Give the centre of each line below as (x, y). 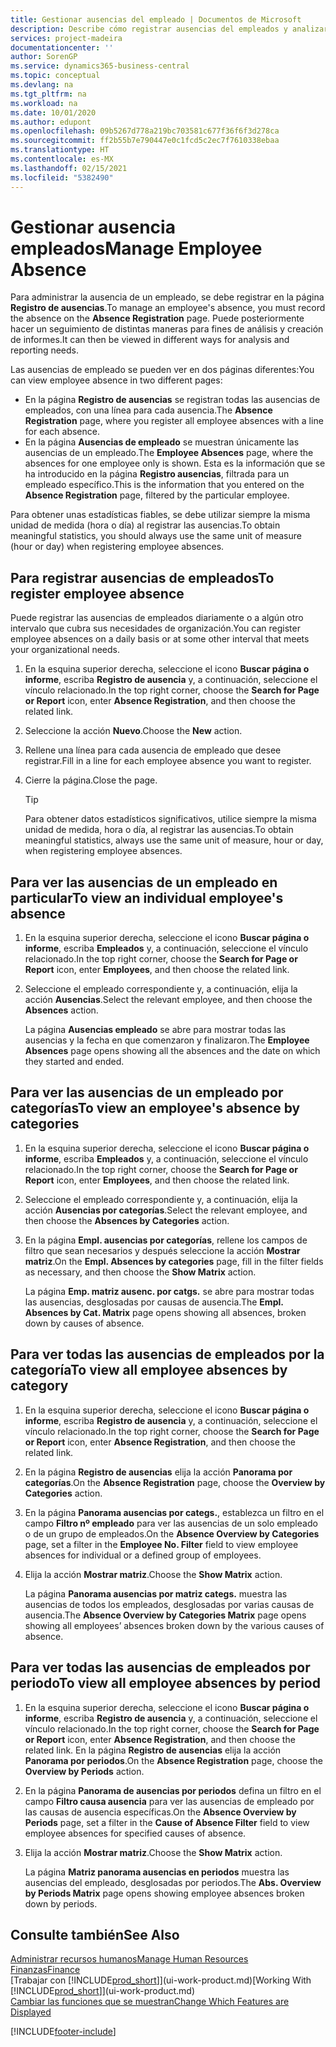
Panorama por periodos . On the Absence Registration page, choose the (173, 1760)
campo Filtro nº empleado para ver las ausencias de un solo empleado (171, 1523)
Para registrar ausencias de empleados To (142, 577)
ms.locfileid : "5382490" (62, 177)
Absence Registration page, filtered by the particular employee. (157, 495)
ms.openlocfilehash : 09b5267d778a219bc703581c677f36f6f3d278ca (145, 131)
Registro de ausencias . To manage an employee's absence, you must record (168, 308)
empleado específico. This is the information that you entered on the (164, 485)
